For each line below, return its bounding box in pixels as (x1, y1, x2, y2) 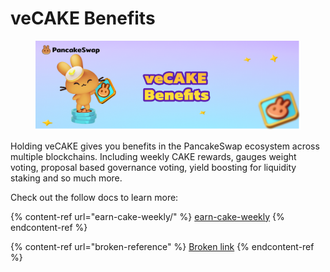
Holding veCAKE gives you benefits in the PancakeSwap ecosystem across (10, 140, 320, 152)
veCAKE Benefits (10, 7, 156, 30)
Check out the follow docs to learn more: (10, 191, 179, 203)
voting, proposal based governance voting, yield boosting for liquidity (10, 161, 297, 173)
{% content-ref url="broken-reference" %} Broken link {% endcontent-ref (10, 240, 315, 252)
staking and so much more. (10, 172, 123, 184)
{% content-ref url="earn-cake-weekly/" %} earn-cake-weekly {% (10, 210, 285, 222)
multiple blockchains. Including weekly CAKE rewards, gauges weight (10, 150, 297, 162)
